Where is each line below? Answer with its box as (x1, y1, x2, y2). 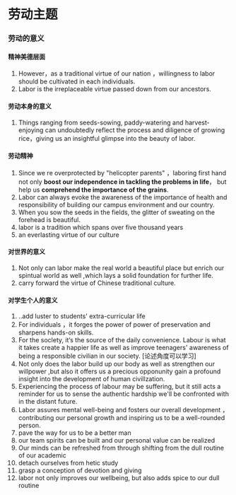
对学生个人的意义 (8, 296, 58, 304)
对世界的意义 (8, 248, 45, 256)
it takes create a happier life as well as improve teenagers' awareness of (18, 344, 229, 352)
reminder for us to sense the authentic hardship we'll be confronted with (18, 390, 229, 398)
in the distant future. (18, 397, 78, 406)
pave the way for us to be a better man (18, 429, 131, 437)
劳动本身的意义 (8, 102, 52, 110)
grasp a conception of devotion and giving (18, 466, 142, 474)
